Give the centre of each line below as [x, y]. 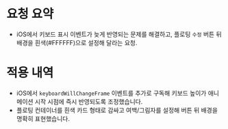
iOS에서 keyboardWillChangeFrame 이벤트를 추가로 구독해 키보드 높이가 [111, 93]
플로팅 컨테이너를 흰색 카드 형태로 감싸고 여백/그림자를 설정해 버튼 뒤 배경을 [117, 110]
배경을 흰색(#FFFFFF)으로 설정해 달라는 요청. [77, 42]
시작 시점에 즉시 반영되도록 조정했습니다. [89, 101]
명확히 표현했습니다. [43, 118]
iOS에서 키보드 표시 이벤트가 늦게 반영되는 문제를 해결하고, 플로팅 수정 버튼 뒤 [119, 34]
